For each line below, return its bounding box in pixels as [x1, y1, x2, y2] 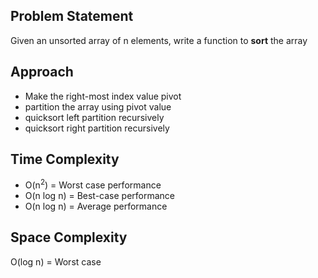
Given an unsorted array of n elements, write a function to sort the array [10, 34, 308, 46]
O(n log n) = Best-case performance [24, 190, 176, 202]
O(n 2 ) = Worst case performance [24, 177, 162, 191]
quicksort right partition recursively [24, 122, 170, 134]
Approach [10, 64, 74, 81]
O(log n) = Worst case [10, 255, 102, 268]
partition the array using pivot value [24, 100, 172, 113]
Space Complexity [10, 229, 128, 246]
